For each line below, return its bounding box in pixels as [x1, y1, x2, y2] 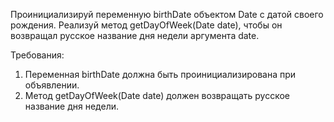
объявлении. [24, 79, 80, 91]
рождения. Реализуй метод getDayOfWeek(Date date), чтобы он [10, 19, 283, 31]
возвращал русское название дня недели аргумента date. [10, 30, 260, 41]
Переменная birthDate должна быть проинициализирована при [24, 69, 297, 80]
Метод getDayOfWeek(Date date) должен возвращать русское [24, 90, 290, 101]
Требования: [10, 49, 65, 61]
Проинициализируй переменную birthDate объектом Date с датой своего [10, 9, 324, 20]
